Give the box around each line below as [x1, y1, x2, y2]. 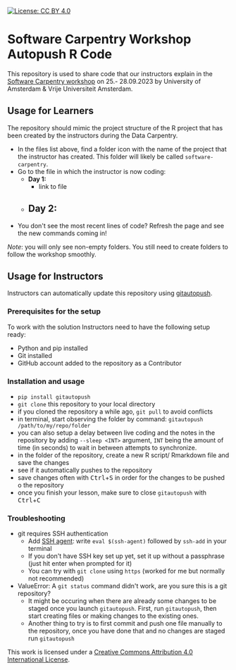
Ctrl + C [17, 495, 41, 504]
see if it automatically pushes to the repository [17, 466, 153, 474]
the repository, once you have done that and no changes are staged [27, 627, 225, 635]
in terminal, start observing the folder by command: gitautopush [17, 414, 204, 423]
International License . [7, 655, 70, 664]
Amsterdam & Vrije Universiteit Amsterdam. [7, 85, 133, 93]
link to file [38, 182, 67, 190]
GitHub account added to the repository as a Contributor [17, 359, 182, 367]
